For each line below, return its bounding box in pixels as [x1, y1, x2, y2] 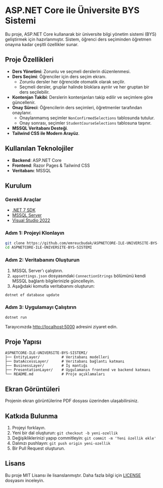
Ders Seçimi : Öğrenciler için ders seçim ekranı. [12, 73, 107, 80]
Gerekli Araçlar [5, 196, 41, 203]
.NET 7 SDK [12, 207, 36, 213]
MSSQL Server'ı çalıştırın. [12, 267, 64, 274]
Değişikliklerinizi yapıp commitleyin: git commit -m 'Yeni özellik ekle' [12, 435, 157, 441]
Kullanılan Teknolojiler [5, 145, 74, 153]
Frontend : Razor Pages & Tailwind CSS [12, 163, 90, 168]
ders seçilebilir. [19, 89, 50, 95]
